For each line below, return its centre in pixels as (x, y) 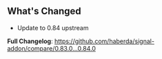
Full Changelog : (30, 41)
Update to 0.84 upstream (53, 27)
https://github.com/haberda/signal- (104, 41)
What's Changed (44, 11)
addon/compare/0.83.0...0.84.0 (52, 48)
